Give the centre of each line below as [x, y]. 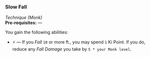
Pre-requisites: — [24, 23]
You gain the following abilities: [37, 32]
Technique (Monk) [24, 18]
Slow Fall [16, 7]
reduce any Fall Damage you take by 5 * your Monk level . [72, 49]
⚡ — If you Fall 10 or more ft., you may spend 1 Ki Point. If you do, [79, 42]
